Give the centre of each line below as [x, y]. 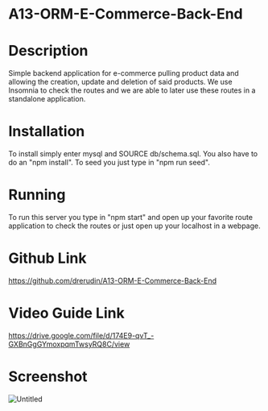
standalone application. [47, 99]
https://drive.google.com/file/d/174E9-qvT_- [81, 335]
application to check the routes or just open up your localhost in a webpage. [135, 226]
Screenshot [48, 377]
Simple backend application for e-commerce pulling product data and [124, 73]
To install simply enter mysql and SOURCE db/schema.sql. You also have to [133, 154]
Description [48, 51]
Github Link [47, 258]
